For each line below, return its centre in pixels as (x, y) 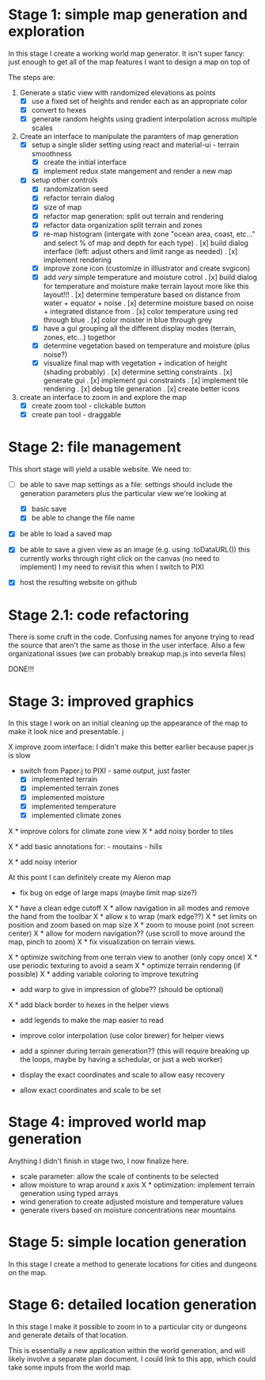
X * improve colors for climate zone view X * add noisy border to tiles (121, 831)
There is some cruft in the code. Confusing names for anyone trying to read (131, 637)
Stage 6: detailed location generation (132, 1304)
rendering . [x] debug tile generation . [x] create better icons (141, 389)
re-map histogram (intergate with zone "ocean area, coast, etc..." (149, 234)
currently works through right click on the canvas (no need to (119, 559)
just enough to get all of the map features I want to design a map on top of (129, 62)
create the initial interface (85, 162)
